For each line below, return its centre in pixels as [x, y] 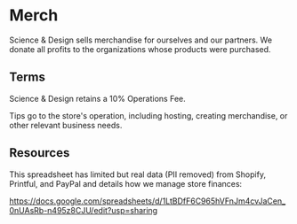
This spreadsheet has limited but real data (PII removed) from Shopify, [138, 174]
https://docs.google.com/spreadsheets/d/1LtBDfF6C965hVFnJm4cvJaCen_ [148, 201]
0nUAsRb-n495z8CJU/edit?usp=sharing [84, 210]
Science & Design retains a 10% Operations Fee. [98, 98]
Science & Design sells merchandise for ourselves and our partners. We [141, 40]
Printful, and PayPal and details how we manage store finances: [126, 183]
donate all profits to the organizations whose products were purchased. [140, 49]
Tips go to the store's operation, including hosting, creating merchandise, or [148, 115]
